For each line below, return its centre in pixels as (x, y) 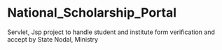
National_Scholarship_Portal (92, 13)
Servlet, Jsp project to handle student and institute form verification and (111, 32)
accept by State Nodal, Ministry (53, 39)
